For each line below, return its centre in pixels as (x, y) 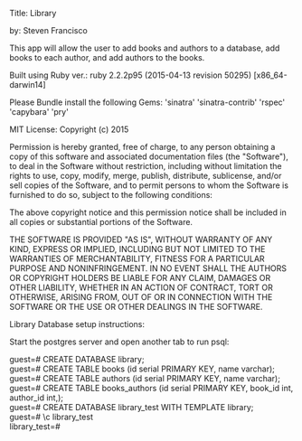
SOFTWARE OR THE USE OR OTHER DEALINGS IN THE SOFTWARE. (136, 307)
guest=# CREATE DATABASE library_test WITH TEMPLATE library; (132, 407)
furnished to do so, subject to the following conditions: (111, 195)
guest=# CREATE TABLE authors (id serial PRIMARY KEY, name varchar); (145, 378)
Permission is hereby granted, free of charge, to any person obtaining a (142, 147)
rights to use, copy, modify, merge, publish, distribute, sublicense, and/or (146, 176)
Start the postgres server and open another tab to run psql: (119, 342)
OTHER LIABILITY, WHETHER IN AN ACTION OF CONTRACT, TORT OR (141, 287)
